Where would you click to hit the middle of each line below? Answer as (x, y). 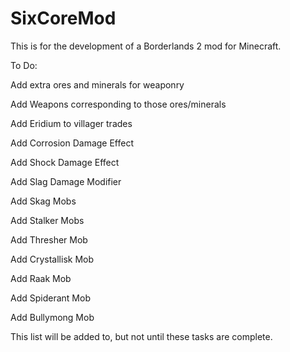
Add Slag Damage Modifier (66, 181)
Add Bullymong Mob (52, 317)
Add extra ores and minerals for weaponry (97, 84)
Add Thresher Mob (49, 239)
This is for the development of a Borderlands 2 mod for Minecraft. (146, 46)
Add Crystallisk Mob (52, 259)
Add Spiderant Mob (50, 298)
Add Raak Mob (41, 278)
